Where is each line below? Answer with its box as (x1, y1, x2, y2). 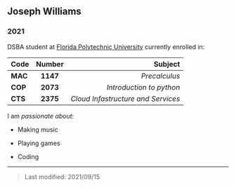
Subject (153, 59, 181, 69)
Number (36, 59, 65, 69)
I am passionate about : (7, 111, 74, 120)
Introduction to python (106, 82, 181, 92)
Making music (17, 125, 58, 134)
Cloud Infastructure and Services (70, 94, 181, 104)
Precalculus (140, 71, 181, 81)
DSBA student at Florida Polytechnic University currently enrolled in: (7, 42, 205, 51)
